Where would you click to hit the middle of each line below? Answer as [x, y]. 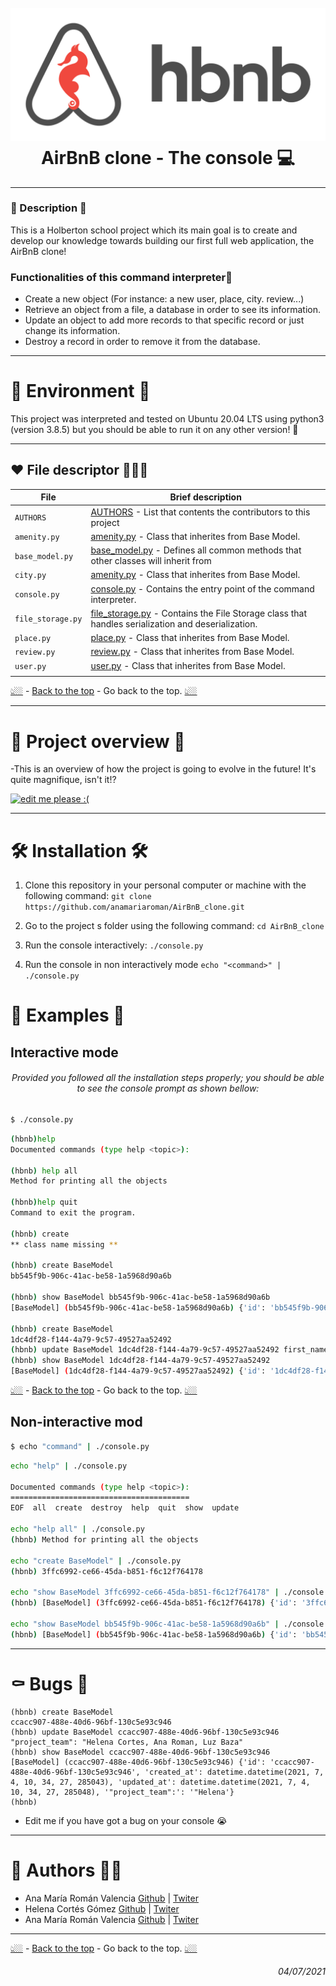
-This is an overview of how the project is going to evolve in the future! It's [163, 769]
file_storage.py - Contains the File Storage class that [199, 613]
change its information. [72, 331]
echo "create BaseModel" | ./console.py [96, 1561]
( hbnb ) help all [44, 1171]
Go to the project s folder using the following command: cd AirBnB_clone [174, 926]
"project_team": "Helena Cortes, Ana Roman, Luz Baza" [127, 1742]
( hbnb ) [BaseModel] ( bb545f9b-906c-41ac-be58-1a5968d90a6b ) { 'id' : [154, 1634]
